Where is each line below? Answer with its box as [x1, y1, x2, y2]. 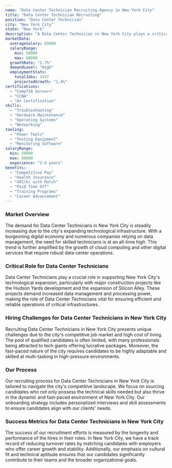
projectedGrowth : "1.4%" [14, 79, 68, 84]
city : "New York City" [5, 22, 54, 27]
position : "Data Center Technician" [5, 17, 83, 22]
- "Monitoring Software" [10, 141, 63, 146]
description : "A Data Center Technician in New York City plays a [5, 31, 150, 36]
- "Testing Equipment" [10, 137, 58, 142]
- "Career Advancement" [10, 194, 60, 199]
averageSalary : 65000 [10, 41, 56, 46]
